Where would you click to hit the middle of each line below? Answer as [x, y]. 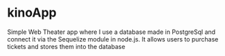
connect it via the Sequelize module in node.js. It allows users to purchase [113, 39]
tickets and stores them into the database [66, 46]
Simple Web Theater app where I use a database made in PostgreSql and [111, 32]
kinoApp [32, 13]
